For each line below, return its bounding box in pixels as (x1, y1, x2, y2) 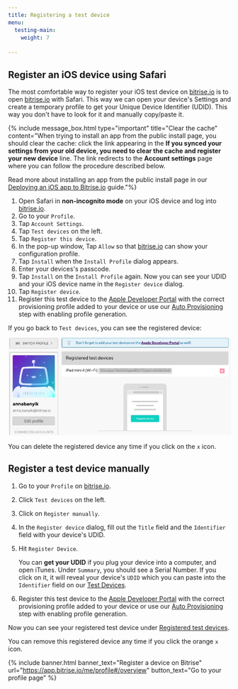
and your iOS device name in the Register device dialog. (18, 279, 185, 288)
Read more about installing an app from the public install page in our (8, 175, 208, 184)
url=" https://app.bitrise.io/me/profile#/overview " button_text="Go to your (8, 666, 222, 674)
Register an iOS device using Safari (8, 68, 166, 81)
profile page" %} (8, 673, 57, 682)
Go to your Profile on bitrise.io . (18, 482, 112, 490)
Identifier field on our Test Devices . (18, 580, 127, 589)
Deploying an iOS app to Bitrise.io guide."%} (8, 183, 137, 191)
